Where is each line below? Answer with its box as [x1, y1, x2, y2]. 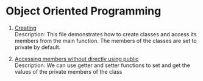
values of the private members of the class [14, 68, 123, 75]
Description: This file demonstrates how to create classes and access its [14, 30, 197, 37]
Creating [14, 24, 37, 31]
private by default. [14, 44, 61, 51]
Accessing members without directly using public [14, 55, 139, 62]
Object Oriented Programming [5, 4, 162, 18]
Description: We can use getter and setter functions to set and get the [14, 62, 190, 69]
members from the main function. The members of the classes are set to [14, 37, 197, 44]
